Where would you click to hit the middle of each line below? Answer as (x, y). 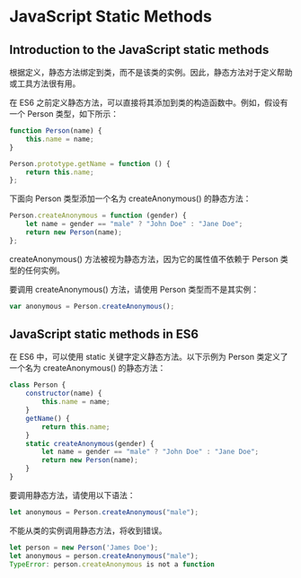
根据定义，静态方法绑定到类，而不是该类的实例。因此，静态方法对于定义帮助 (151, 72)
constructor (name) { (64, 394)
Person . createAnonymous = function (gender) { (98, 216)
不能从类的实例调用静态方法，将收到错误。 (88, 530)
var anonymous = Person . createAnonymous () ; (92, 306)
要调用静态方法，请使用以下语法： (72, 495)
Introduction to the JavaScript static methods (139, 50)
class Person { (38, 385)
